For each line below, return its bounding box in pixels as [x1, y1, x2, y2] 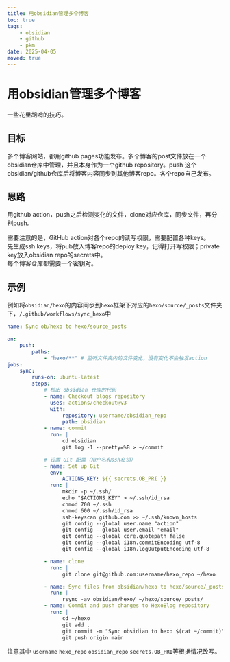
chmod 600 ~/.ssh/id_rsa [62, 507, 133, 515]
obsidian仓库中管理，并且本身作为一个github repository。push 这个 [7, 161, 197, 169]
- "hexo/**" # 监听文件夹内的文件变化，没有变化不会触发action [43, 355, 207, 362]
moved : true [7, 55, 41, 62]
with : [50, 405, 66, 412]
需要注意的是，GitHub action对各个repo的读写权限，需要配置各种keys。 [7, 234, 210, 242]
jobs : [7, 361, 23, 368]
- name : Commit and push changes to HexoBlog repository [43, 602, 210, 609]
